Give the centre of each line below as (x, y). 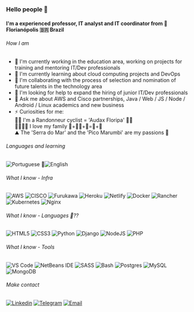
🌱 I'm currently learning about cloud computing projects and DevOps (97, 74)
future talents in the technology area (58, 86)
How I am (18, 43)
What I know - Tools (30, 247)
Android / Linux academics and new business (69, 105)
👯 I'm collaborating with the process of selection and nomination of (95, 80)
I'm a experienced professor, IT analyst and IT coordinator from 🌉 (87, 23)
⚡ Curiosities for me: (39, 111)
